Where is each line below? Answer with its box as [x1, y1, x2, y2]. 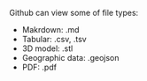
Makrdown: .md [21, 25, 80, 34]
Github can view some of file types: [9, 8, 139, 18]
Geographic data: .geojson [21, 53, 120, 63]
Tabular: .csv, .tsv [21, 34, 87, 44]
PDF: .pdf [21, 62, 58, 72]
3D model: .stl [21, 43, 73, 54]
